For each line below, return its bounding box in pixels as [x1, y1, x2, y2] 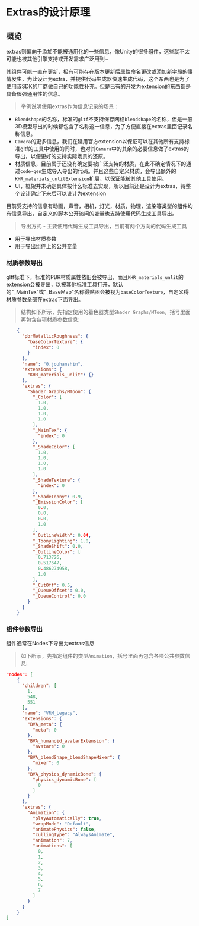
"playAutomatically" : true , [32, 815, 102, 821]
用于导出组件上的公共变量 [14, 243, 78, 250]
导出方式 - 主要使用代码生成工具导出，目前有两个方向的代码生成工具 [20, 222, 188, 230]
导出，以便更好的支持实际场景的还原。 [14, 153, 108, 159]
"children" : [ [21, 682, 57, 689]
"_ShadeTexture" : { [32, 477, 81, 483]
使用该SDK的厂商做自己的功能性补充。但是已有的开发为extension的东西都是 [6, 83, 191, 90]
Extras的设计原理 [6, 5, 91, 19]
